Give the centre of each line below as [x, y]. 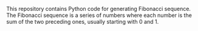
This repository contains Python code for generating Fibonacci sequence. [99, 9]
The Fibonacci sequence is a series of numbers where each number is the [99, 15]
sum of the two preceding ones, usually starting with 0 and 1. [83, 22]
